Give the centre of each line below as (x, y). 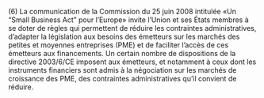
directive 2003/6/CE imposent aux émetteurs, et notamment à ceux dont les (132, 62)
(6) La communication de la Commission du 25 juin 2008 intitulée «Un (122, 11)
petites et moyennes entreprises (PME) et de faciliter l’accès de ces (119, 45)
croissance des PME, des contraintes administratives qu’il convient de (122, 79)
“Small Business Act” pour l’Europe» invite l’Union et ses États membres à (129, 20)
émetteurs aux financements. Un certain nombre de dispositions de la (122, 53)
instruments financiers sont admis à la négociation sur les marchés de (122, 70)
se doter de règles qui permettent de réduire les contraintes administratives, (132, 28)
